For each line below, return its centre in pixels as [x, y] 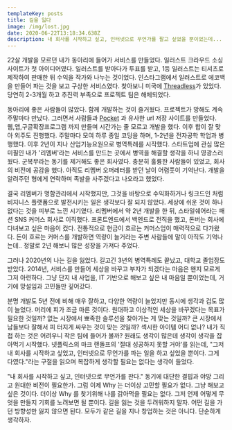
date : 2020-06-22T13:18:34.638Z [54, 33]
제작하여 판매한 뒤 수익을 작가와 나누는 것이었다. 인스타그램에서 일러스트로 [107, 78]
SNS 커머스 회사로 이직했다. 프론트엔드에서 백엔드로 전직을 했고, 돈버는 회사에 [119, 220]
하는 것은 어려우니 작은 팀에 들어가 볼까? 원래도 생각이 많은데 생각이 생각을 [115, 336]
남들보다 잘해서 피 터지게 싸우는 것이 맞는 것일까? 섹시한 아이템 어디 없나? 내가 [113, 327]
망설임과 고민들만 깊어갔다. [56, 286]
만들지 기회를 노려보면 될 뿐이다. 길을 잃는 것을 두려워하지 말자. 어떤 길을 [118, 402]
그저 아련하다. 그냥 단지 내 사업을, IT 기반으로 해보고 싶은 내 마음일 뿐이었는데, [112, 277]
